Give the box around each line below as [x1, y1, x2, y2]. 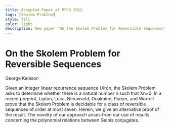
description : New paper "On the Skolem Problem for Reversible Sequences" [5, 26, 166, 31]
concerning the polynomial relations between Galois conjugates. [5, 117, 139, 123]
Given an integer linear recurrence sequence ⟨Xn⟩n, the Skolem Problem [5, 85, 156, 91]
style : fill [5, 17, 30, 22]
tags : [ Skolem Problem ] [5, 12, 56, 17]
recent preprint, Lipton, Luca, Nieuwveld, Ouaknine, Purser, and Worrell [5, 96, 154, 102]
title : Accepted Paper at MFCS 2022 [5, 7, 82, 13]
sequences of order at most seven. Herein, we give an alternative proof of [5, 106, 159, 112]
